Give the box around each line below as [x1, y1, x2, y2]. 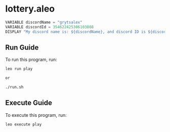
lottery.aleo [5, 3, 55, 15]
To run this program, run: [5, 57, 57, 63]
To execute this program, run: [5, 112, 67, 118]
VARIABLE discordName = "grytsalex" [5, 20, 82, 25]
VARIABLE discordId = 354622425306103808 [5, 24, 94, 29]
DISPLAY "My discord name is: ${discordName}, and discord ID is [5, 29, 146, 34]
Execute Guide [5, 99, 52, 107]
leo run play [5, 66, 33, 71]
